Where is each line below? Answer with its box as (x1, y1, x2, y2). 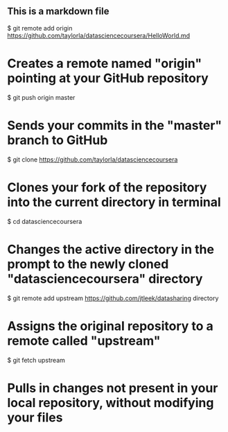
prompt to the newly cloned (7, 256, 169, 272)
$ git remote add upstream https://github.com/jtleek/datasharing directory (7, 294, 219, 302)
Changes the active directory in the (7, 241, 215, 257)
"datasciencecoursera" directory (7, 270, 203, 286)
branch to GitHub (7, 132, 108, 148)
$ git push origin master (7, 93, 76, 101)
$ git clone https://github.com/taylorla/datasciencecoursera (7, 155, 178, 164)
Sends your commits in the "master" (7, 117, 222, 133)
